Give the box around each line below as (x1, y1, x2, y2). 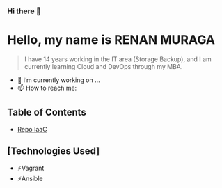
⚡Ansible (17, 174, 43, 183)
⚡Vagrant (17, 164, 45, 173)
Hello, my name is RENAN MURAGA (7, 32, 216, 48)
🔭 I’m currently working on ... (17, 76, 100, 84)
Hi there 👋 (7, 6, 42, 16)
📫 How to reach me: (17, 84, 77, 92)
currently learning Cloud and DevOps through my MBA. (24, 62, 183, 70)
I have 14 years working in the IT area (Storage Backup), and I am (24, 55, 212, 63)
